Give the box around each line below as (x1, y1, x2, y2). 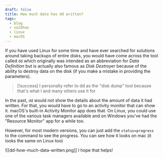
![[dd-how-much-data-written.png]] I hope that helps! (5, 147, 113, 153)
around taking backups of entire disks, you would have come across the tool (5, 53, 158, 58)
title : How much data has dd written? (5, 12, 84, 17)
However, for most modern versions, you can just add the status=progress (5, 127, 154, 133)
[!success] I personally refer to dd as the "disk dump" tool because (17, 83, 152, 88)
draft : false (5, 7, 32, 12)
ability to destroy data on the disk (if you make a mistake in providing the (5, 68, 151, 74)
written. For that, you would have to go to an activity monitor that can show (5, 103, 156, 108)
